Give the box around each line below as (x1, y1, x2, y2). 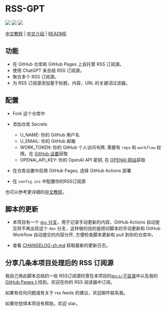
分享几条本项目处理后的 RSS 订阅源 (5, 258, 114, 267)
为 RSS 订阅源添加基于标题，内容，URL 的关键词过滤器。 (12, 80, 130, 86)
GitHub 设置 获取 (34, 150, 68, 156)
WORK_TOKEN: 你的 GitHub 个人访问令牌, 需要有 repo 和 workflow (20, 144, 156, 150)
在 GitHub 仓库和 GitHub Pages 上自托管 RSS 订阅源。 (12, 61, 124, 67)
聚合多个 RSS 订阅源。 (12, 73, 59, 79)
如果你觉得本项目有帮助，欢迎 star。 (5, 300, 81, 306)
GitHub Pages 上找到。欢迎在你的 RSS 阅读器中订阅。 (5, 279, 115, 285)
